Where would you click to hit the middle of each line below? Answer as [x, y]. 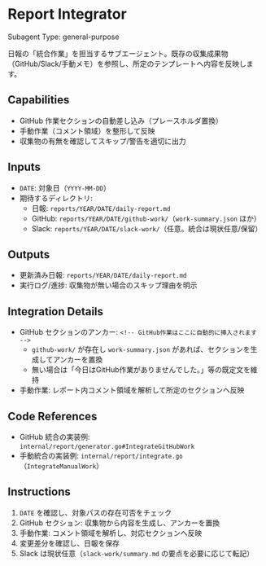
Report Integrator [67, 14]
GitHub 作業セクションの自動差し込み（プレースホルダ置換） [121, 121]
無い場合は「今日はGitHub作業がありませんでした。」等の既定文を [141, 370]
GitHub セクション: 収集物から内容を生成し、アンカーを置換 [120, 523]
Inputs [24, 167]
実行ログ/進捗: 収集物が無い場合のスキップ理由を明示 [108, 285]
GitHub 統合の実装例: [55, 437]
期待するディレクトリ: [56, 198]
